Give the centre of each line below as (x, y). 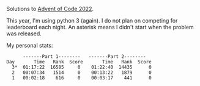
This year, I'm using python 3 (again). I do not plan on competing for (92, 20)
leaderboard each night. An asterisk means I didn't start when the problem (100, 27)
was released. (24, 34)
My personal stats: (30, 45)
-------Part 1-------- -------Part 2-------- (84, 57)
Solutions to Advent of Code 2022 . (50, 9)
